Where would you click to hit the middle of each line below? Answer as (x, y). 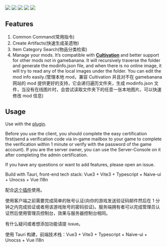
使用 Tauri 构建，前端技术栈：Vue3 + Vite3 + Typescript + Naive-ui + (76, 234)
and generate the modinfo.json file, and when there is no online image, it (87, 66)
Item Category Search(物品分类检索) (50, 49)
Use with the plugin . (26, 124)
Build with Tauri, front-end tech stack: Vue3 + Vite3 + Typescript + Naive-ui (83, 174)
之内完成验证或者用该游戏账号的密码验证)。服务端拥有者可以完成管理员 (82, 207)
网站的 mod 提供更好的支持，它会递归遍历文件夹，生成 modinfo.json (83, 83)
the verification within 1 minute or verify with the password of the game (78, 144)
